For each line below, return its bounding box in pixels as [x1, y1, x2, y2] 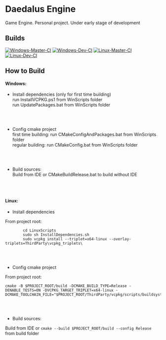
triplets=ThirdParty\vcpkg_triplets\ [5, 241, 83, 246]
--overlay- [109, 236, 132, 241]
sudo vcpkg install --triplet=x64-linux [23, 236, 107, 241]
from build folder [5, 330, 40, 336]
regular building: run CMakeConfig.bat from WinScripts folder [12, 142, 138, 148]
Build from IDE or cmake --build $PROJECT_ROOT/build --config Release [5, 325, 152, 331]
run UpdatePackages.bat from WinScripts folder [12, 102, 111, 108]
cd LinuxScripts [23, 228, 56, 233]
